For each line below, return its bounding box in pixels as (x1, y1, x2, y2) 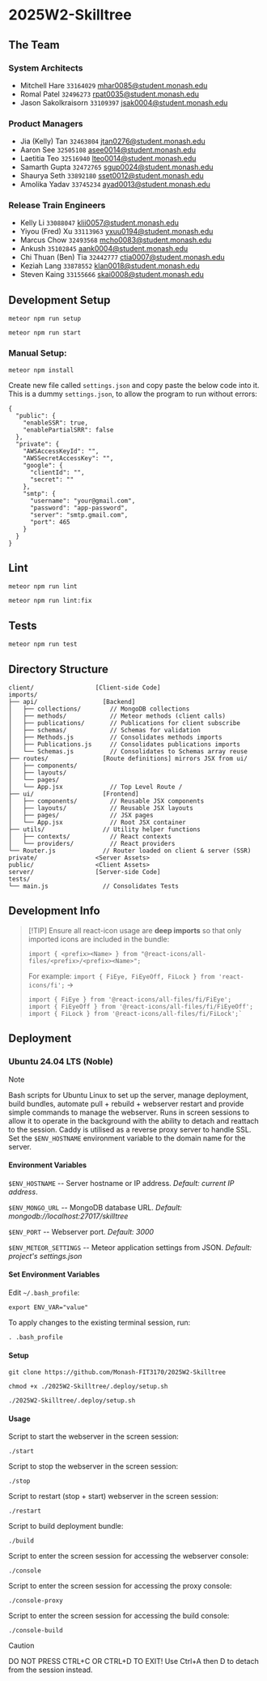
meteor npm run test (8, 640, 78, 649)
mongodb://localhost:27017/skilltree (8, 1211, 129, 1221)
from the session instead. (8, 1665, 93, 1675)
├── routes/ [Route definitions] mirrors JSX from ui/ (8, 755, 248, 763)
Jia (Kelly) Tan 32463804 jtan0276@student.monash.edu (19, 136, 206, 147)
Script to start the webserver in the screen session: (8, 1431, 180, 1441)
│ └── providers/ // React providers (8, 840, 176, 848)
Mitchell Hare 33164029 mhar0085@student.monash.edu (19, 80, 208, 90)
